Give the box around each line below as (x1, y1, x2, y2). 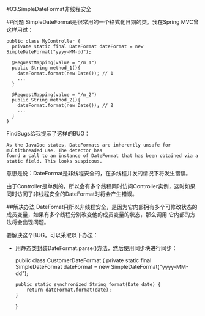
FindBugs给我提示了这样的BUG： (6, 130, 90, 137)
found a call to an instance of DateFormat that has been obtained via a (6, 153, 199, 159)
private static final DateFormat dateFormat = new (12, 43, 144, 50)
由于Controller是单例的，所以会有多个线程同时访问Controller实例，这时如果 (6, 183, 196, 189)
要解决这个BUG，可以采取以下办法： (6, 232, 99, 238)
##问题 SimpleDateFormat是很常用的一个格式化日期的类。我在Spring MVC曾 (6, 18, 199, 26)
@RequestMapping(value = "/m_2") (12, 92, 97, 98)
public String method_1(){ (12, 65, 81, 71)
